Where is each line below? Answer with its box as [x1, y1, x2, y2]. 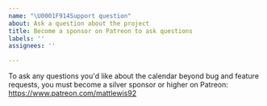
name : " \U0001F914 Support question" [8, 11, 131, 20]
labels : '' [8, 34, 45, 43]
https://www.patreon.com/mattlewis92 [8, 88, 137, 98]
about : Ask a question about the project [8, 19, 150, 28]
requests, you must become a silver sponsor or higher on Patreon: [8, 80, 228, 90]
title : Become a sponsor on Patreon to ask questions [8, 27, 194, 35]
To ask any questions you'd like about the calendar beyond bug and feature [8, 71, 260, 81]
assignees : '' [8, 42, 56, 50]
